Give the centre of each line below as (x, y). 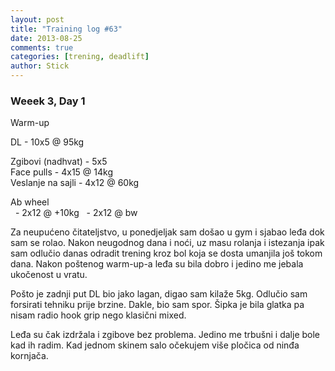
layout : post (37, 19)
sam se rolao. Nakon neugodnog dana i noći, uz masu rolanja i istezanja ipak (167, 243)
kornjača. (29, 356)
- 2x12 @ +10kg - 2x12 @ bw (76, 213)
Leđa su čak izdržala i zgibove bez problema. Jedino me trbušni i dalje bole (165, 335)
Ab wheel (30, 202)
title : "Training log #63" (66, 29)
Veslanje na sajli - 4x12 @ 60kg (75, 183)
